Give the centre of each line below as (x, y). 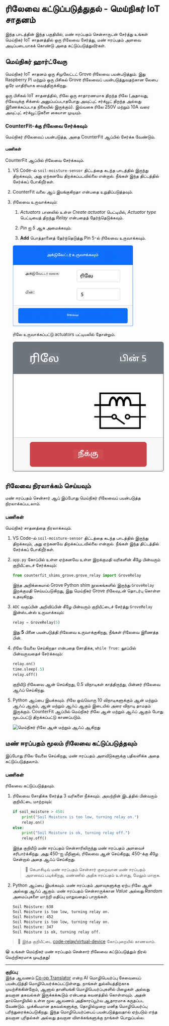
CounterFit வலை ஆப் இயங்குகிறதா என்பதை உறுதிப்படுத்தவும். (73, 192)
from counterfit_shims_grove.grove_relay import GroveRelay (77, 576)
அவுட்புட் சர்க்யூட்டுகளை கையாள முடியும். (44, 112)
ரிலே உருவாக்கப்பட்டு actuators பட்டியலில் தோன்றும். (64, 335)
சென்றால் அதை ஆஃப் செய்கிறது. (44, 859)
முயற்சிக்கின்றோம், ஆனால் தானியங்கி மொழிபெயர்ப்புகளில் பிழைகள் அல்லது (77, 989)
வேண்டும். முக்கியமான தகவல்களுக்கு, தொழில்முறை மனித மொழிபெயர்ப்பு (76, 1006)
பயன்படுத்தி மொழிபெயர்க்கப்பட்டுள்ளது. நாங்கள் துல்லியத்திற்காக (67, 984)
